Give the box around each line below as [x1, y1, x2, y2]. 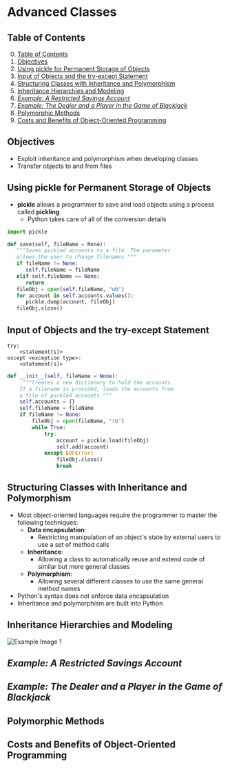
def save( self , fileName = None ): [7, 241, 107, 247]
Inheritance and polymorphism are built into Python [17, 599, 163, 607]
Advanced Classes [7, 4, 117, 20]
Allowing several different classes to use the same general [37, 577, 203, 585]
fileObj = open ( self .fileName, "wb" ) [16, 285, 125, 292]
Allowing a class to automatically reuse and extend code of [37, 554, 205, 563]
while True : [32, 424, 67, 431]
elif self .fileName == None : [16, 272, 100, 280]
